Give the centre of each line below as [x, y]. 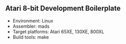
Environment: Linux [33, 20]
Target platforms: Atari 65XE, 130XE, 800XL [58, 31]
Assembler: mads [31, 26]
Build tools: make [31, 37]
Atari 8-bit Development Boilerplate [63, 8]
